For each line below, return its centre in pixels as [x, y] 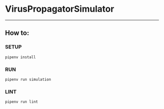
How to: [17, 33]
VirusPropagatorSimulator [60, 9]
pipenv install [20, 57]
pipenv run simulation [28, 79]
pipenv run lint [21, 102]
